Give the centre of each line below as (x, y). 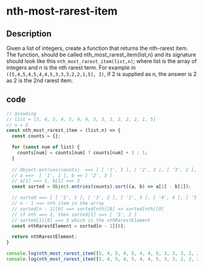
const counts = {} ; (36, 136)
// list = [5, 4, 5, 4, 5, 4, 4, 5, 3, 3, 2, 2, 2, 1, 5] (81, 119)
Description (29, 34)
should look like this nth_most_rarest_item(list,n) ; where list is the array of (102, 61)
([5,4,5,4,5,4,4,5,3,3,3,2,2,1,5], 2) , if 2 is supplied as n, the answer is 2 (102, 74)
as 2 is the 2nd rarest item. (40, 81)
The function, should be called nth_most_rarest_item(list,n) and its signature (101, 55)
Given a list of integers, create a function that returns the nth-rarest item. (97, 48)
